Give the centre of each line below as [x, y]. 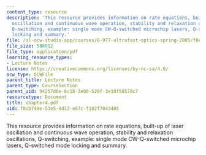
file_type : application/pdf [42, 52]
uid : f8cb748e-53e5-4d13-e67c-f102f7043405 [63, 108]
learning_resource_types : [39, 57]
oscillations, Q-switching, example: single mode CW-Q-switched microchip [101, 139]
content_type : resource [37, 12]
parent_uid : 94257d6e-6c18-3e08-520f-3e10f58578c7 [72, 92]
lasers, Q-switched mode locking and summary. [67, 145]
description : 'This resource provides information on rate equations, [98, 18]
